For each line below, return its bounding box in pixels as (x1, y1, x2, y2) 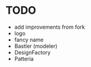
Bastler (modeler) (14, 42, 57, 50)
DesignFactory (14, 48, 51, 56)
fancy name (14, 36, 44, 43)
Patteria (14, 55, 34, 62)
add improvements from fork (14, 23, 85, 31)
